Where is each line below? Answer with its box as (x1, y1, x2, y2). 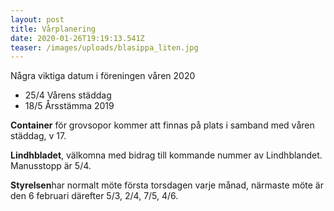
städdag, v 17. (10, 130, 67, 142)
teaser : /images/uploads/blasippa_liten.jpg (10, 42, 199, 53)
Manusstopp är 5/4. (10, 160, 92, 172)
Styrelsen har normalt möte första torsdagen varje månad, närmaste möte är (10, 179, 324, 191)
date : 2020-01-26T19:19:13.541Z (10, 33, 145, 43)
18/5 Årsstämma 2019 (24, 100, 115, 112)
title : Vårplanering (10, 24, 97, 34)
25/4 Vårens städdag (24, 89, 112, 101)
